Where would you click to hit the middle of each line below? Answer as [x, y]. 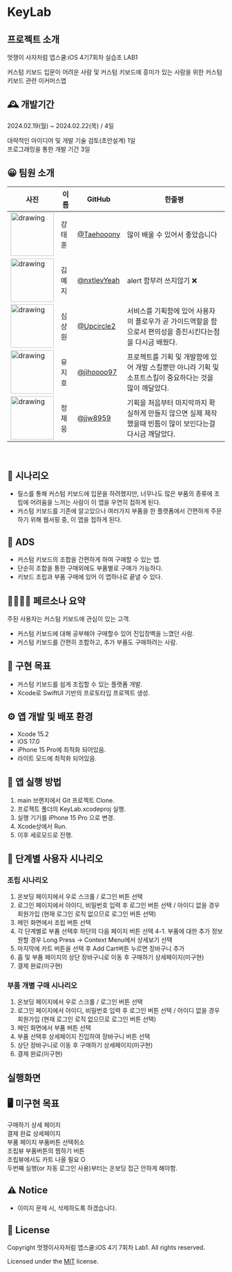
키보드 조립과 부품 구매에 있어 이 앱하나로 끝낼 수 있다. [90, 577]
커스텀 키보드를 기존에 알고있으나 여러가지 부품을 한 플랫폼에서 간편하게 [113, 511]
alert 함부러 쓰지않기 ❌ [162, 280]
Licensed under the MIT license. [53, 1262]
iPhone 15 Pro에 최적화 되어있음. [61, 749]
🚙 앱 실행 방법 [35, 782]
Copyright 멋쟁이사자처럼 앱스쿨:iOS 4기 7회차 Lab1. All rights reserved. [106, 1248]
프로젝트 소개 [33, 39]
